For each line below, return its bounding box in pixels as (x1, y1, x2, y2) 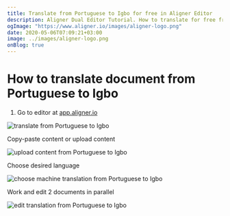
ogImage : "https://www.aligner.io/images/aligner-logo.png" (7, 23, 183, 29)
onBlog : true (7, 42, 44, 49)
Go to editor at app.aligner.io (16, 108, 98, 116)
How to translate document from (7, 71, 196, 87)
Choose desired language (7, 161, 80, 170)
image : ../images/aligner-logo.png (7, 36, 109, 42)
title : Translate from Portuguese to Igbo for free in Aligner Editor (7, 10, 213, 17)
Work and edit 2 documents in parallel (7, 187, 114, 195)
